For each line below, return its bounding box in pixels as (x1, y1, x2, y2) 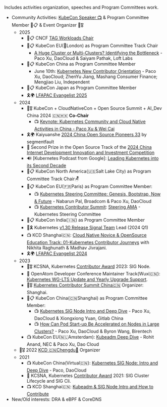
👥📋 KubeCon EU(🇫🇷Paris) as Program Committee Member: (26, 183, 153, 189)
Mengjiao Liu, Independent (34, 79, 90, 85)
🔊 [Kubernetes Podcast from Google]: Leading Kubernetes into (26, 155, 159, 161)
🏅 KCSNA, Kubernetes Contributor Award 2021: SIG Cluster (26, 373, 149, 379)
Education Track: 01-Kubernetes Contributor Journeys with (26, 239, 149, 245)
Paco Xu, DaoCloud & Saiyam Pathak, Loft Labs (34, 55, 133, 61)
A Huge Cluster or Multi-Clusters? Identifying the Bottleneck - (34, 50, 163, 56)
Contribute (26, 391, 49, 397)
